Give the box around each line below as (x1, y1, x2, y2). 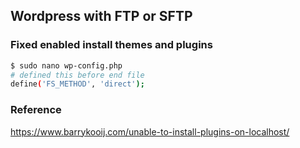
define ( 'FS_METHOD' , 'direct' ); (10, 79, 145, 89)
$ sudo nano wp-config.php (10, 60, 123, 71)
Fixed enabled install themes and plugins (10, 38, 213, 52)
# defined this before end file (10, 70, 145, 80)
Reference (10, 103, 62, 117)
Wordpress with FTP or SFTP (10, 8, 193, 25)
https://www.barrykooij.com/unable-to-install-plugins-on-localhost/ (10, 125, 290, 138)
